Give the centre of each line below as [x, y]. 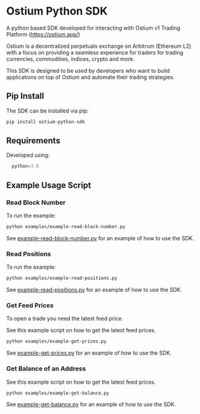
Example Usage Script [49, 185]
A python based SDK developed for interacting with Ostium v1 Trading [93, 28]
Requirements [33, 141]
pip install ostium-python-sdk [46, 122]
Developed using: [28, 155]
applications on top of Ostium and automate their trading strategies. [91, 77]
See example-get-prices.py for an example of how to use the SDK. [89, 353]
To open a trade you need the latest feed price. [65, 318]
